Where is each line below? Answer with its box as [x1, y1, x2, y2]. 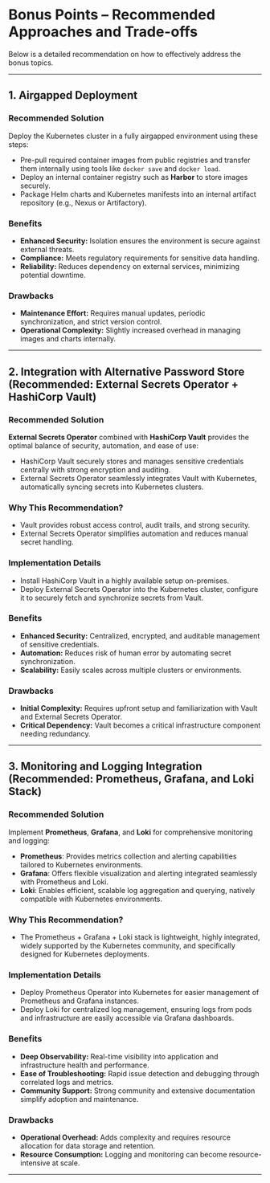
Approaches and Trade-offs [8, 22, 198, 41]
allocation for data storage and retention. [19, 1140, 156, 1150]
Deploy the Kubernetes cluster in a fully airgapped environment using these [8, 131, 259, 141]
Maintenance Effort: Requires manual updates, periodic [19, 308, 207, 318]
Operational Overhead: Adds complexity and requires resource [19, 1132, 231, 1142]
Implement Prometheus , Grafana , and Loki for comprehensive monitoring [8, 827, 253, 837]
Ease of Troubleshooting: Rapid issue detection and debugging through [19, 1068, 260, 1078]
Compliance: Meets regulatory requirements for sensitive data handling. [19, 253, 260, 263]
